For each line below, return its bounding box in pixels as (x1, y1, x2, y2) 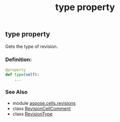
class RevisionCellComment (12, 105, 71, 111)
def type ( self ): (5, 72, 39, 77)
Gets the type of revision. (5, 43, 58, 49)
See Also (5, 89, 28, 96)
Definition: (5, 56, 32, 63)
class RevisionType (12, 110, 53, 117)
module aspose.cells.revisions (12, 100, 76, 106)
